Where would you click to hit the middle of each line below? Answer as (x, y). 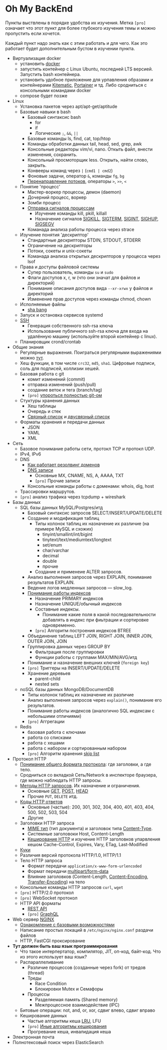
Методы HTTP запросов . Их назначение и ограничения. (80, 785)
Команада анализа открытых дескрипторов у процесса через (94, 256)
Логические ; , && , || (57, 133)
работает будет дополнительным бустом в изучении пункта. (70, 48)
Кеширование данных (43, 1015)
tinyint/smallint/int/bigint (67, 534)
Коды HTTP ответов (41, 801)
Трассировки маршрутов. (48, 491)
